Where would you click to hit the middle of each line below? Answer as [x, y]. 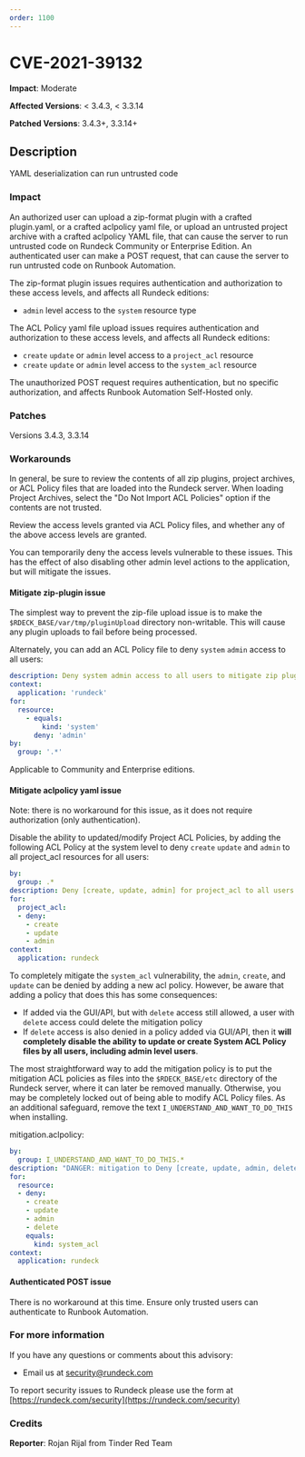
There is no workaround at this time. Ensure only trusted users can [134, 1302]
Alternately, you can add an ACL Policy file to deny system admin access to [148, 650]
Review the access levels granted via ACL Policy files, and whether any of [148, 525]
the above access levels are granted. [78, 535]
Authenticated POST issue [60, 1282]
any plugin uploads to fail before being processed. [103, 632]
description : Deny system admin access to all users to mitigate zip [144, 676]
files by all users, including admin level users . [110, 1052]
